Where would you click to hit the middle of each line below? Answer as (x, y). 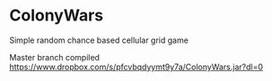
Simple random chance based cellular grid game (99, 40)
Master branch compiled (55, 57)
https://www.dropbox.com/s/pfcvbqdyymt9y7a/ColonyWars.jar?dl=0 (136, 67)
